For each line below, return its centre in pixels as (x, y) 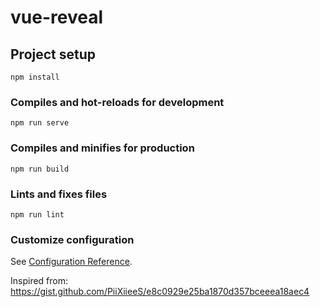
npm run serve (40, 123)
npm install (35, 77)
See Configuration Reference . (71, 262)
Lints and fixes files (59, 194)
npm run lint (37, 214)
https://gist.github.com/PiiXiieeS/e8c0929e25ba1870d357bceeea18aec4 (160, 292)
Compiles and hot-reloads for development (117, 102)
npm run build (40, 169)
